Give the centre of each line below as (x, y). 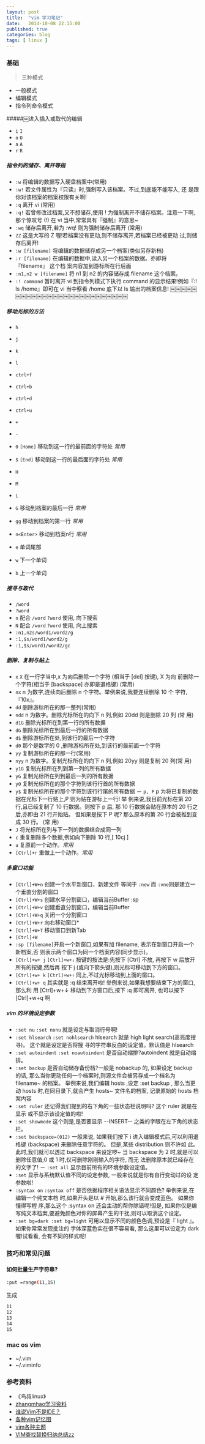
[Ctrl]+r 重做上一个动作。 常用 (54, 853)
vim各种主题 (31, 1427)
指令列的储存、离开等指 (36, 165)
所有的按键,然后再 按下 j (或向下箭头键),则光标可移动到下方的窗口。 (99, 967)
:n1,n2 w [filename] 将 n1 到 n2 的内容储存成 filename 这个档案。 (98, 274)
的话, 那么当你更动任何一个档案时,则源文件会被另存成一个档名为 (95, 1076)
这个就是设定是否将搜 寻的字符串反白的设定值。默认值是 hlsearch (112, 1045)
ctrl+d (24, 399)
